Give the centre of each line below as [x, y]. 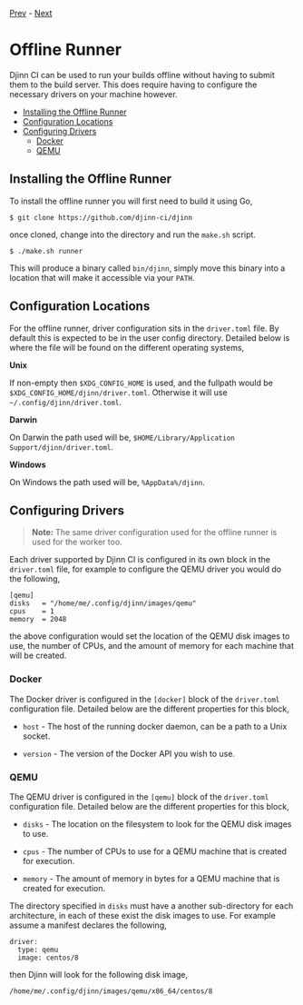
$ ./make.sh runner [46, 251]
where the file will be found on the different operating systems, [127, 347]
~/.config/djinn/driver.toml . [66, 402]
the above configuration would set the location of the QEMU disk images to [150, 636]
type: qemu [38, 950]
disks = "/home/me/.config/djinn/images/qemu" [103, 603]
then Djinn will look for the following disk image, [99, 974]
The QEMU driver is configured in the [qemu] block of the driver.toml [139, 796]
